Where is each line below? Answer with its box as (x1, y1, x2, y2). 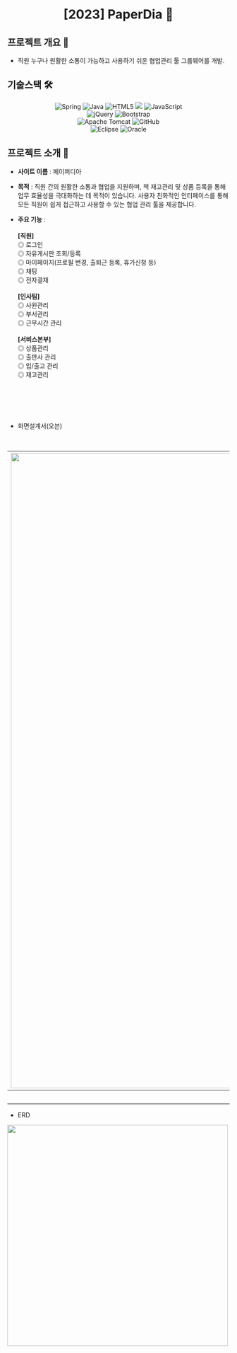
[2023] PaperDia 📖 (63, 6, 174, 23)
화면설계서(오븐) (17, 421, 63, 430)
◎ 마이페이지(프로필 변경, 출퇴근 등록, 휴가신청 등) (17, 258, 157, 266)
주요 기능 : (17, 215, 46, 224)
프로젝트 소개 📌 (7, 147, 69, 159)
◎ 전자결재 (17, 275, 49, 284)
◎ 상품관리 (17, 343, 49, 352)
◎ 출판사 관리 (17, 352, 56, 361)
